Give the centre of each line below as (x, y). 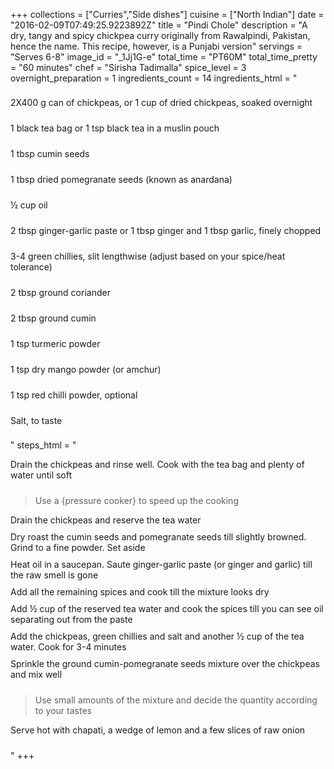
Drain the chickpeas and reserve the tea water (106, 520)
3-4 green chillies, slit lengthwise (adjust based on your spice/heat (148, 256)
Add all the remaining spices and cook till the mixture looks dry (140, 592)
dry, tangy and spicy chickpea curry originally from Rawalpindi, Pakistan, (160, 35)
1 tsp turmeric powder (55, 343)
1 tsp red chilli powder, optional (74, 395)
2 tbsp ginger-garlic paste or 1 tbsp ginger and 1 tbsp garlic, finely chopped (166, 230)
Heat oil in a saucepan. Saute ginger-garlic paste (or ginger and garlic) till (161, 564)
